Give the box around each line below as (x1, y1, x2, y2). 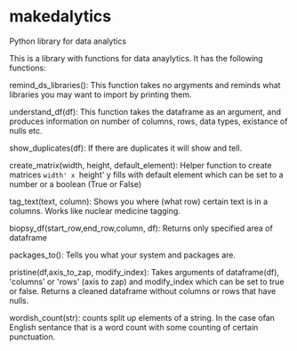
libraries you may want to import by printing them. (9, 89, 193, 100)
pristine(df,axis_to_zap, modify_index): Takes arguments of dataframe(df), (9, 266, 280, 277)
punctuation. (9, 331, 56, 342)
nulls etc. (9, 125, 43, 135)
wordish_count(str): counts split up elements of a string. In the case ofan (9, 312, 276, 322)
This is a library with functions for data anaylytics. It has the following (9, 53, 264, 63)
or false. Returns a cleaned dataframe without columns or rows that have (9, 285, 277, 296)
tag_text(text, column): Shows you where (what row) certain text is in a (9, 196, 269, 207)
